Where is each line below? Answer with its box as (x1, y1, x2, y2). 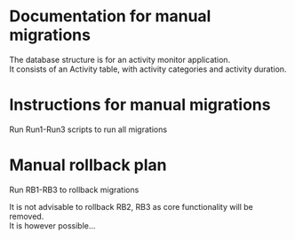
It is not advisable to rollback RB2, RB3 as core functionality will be (9, 201, 253, 212)
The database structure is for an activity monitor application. (9, 54, 231, 65)
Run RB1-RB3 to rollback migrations (9, 184, 140, 195)
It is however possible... (9, 220, 96, 231)
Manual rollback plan (9, 155, 167, 175)
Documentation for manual (9, 6, 211, 27)
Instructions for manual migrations (9, 95, 271, 115)
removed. (9, 211, 44, 221)
